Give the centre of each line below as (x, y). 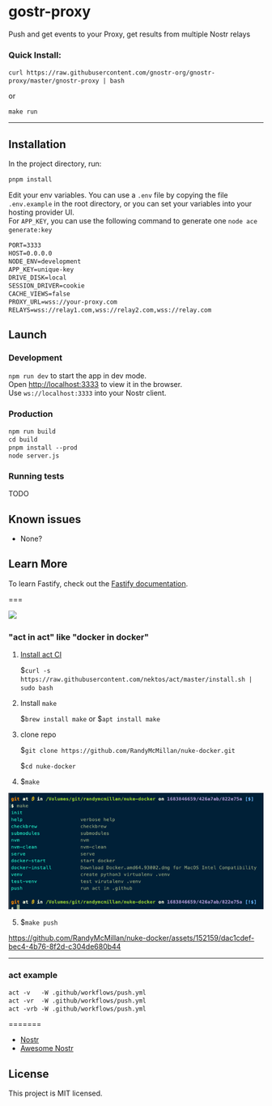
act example (33, 975)
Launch (28, 335)
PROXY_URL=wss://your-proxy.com (63, 302)
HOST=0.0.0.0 (30, 253)
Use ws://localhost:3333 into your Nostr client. (87, 393)
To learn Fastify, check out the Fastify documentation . (98, 583)
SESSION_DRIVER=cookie (47, 286)
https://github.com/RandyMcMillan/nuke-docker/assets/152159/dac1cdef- (132, 938)
